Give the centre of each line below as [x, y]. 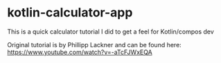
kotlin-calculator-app [70, 13]
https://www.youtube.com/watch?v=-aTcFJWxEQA [80, 52]
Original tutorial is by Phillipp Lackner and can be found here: [94, 45]
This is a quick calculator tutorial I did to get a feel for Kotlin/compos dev [111, 32]
